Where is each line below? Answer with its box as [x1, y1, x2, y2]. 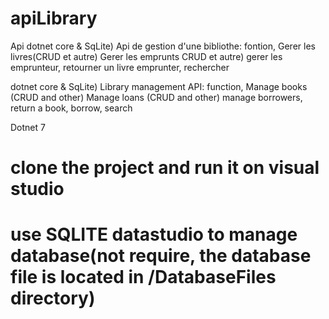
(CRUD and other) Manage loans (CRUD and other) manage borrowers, [10, 91, 303, 103]
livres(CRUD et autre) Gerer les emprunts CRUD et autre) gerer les [10, 50, 283, 62]
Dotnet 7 [10, 121, 46, 133]
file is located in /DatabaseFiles [10, 266, 277, 289]
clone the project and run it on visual [10, 157, 320, 179]
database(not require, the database [10, 245, 312, 267]
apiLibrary [10, 7, 98, 30]
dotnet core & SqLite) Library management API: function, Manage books [10, 80, 308, 92]
